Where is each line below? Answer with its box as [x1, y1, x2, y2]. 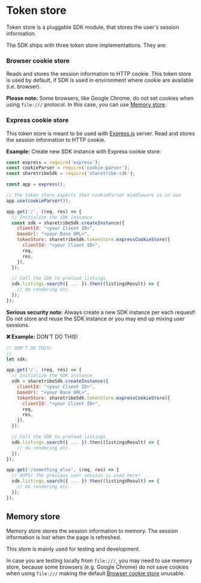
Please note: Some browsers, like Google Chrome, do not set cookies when [6, 94, 194, 102]
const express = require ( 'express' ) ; [6, 159, 101, 165]
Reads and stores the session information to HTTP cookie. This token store [6, 70, 191, 78]
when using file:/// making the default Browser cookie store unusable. [6, 570, 185, 577]
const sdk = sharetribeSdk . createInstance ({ [11, 220, 125, 226]
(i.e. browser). [6, 83, 41, 90]
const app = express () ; [6, 182, 66, 188]
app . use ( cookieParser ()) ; [6, 198, 71, 204]
